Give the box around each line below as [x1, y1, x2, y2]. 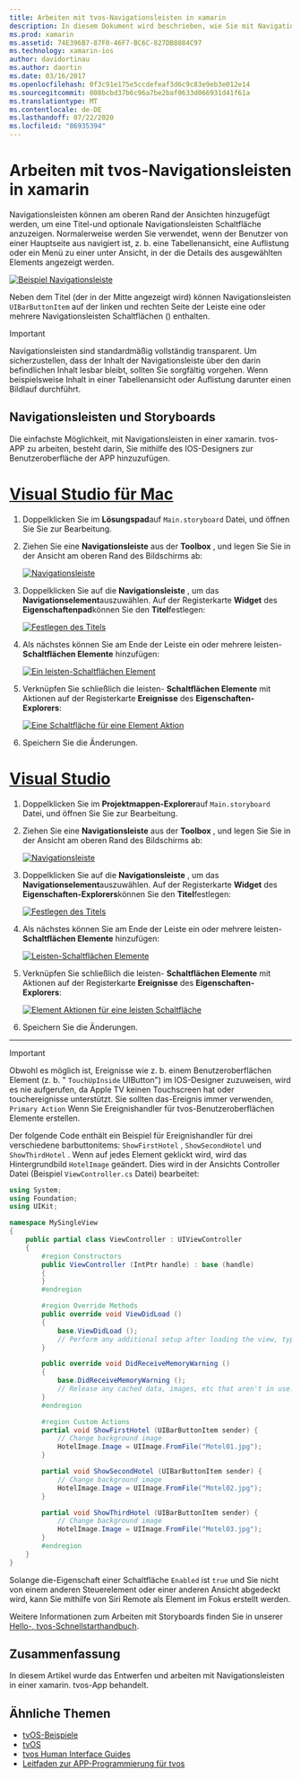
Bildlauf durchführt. [9, 383, 82, 394]
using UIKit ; [9, 1202, 58, 1211]
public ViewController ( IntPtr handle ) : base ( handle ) [41, 1260, 254, 1269]
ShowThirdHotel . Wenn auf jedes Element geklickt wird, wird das [9, 1149, 247, 1159]
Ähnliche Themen [9, 1705, 111, 1721]
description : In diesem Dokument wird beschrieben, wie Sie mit [9, 22, 254, 31]
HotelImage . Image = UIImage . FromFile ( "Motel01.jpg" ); [56, 1442, 262, 1451]
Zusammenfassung [9, 1647, 121, 1662]
